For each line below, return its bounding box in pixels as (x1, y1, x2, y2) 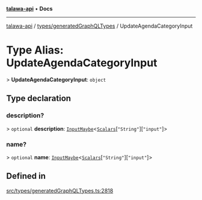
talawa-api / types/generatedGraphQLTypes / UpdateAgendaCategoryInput (6, 22, 193, 29)
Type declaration (6, 93, 71, 104)
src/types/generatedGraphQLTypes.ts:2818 (6, 187, 114, 194)
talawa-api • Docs (6, 5, 53, 12)
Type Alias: (6, 43, 64, 57)
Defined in (6, 171, 46, 181)
